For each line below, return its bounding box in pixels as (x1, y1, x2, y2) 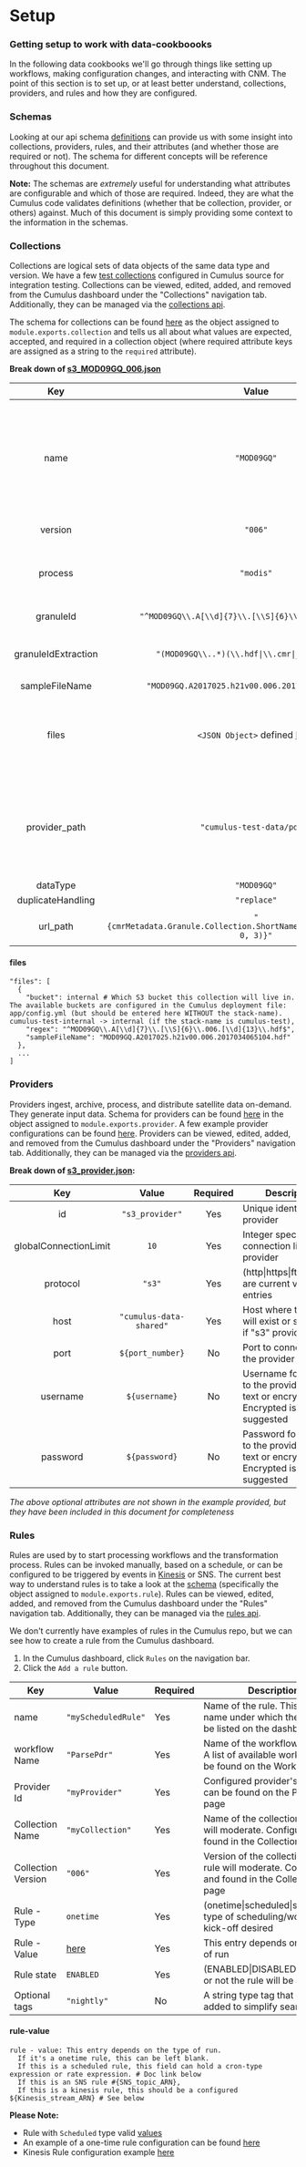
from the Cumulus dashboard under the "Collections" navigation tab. (9, 289, 267, 301)
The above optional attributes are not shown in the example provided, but (9, 1496, 287, 1507)
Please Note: (9, 2110, 59, 2121)
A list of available (203, 1748, 277, 1760)
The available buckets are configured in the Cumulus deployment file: (9, 1001, 287, 1010)
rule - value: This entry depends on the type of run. (9, 2046, 222, 2056)
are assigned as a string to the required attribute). (9, 346, 198, 356)
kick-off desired (203, 1921, 274, 1934)
